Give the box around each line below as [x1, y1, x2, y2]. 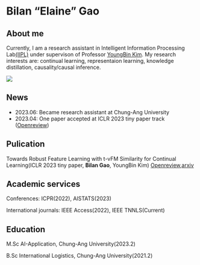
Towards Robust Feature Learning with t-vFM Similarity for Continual [6, 155, 177, 162]
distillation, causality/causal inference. [6, 64, 101, 71]
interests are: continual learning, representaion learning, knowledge [6, 57, 174, 64]
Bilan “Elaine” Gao [6, 4, 100, 18]
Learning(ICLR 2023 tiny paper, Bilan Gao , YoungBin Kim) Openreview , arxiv [6, 162, 194, 169]
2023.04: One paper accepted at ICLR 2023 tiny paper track [14, 115, 165, 122]
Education [6, 224, 46, 234]
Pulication [6, 139, 45, 149]
